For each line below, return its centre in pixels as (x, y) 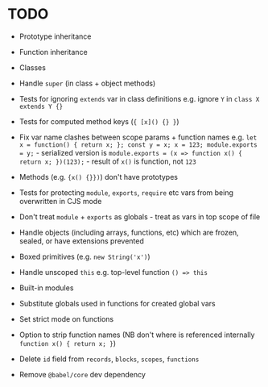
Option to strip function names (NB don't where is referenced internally (137, 335)
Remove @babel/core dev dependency (82, 374)
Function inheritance (53, 52)
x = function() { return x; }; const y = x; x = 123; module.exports (138, 145)
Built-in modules (46, 288)
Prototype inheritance (55, 36)
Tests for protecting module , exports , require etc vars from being (126, 192)
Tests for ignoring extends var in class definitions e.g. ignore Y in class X (139, 98)
